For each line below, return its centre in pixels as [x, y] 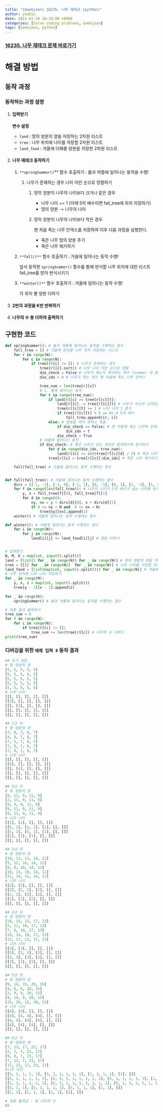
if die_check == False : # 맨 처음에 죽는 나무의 [102, 427]
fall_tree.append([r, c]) [92, 418]
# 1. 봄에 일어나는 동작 [61, 390]
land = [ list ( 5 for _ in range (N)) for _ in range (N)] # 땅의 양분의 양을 [79, 560]
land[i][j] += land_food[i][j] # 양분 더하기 [75, 539]
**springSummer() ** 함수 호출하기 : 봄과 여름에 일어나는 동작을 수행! [84, 172]
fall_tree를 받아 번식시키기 [44, 273]
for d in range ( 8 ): [42, 498]
